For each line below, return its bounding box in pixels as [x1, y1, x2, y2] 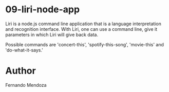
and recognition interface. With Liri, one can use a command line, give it [5, 26, 158, 32]
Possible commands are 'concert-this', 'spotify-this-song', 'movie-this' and [5, 41, 164, 47]
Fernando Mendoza [5, 82, 47, 88]
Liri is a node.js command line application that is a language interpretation [5, 21, 162, 27]
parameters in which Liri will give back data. [5, 31, 99, 38]
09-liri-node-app [5, 4, 80, 15]
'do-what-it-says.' [5, 47, 44, 53]
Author [5, 65, 36, 77]
